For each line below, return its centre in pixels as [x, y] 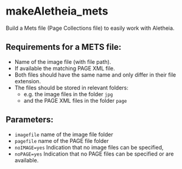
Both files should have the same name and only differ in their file [95, 75]
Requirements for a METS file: [64, 47]
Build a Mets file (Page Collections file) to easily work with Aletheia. [90, 28]
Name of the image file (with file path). [63, 61]
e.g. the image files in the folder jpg [68, 94]
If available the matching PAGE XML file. [65, 68]
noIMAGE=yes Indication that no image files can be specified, [89, 147]
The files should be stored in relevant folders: [72, 88]
